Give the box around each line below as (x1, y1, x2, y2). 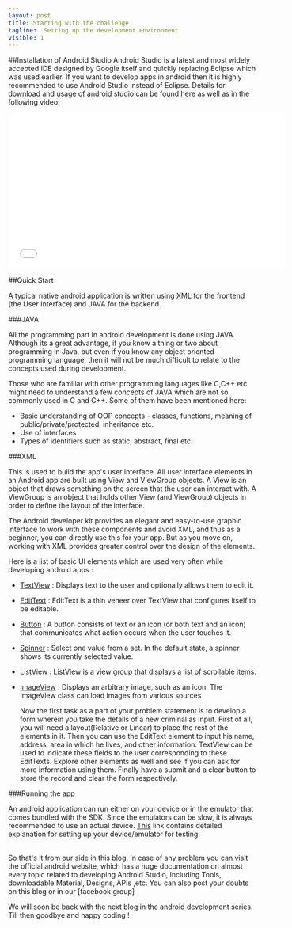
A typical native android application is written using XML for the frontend (8, 291, 245, 301)
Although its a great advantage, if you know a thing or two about (8, 338, 218, 348)
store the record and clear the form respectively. (19, 774, 178, 783)
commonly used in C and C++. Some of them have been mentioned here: (8, 396, 247, 405)
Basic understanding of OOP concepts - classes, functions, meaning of (19, 411, 252, 420)
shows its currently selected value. (19, 652, 134, 661)
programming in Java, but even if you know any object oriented (8, 347, 215, 356)
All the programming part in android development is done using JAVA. (8, 330, 236, 340)
